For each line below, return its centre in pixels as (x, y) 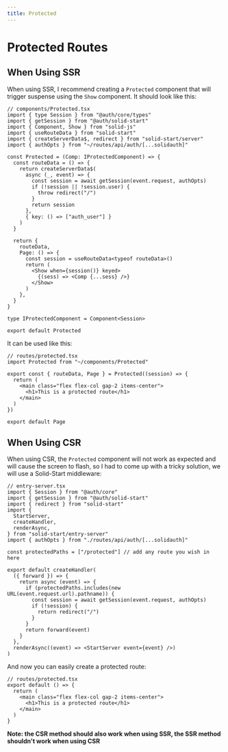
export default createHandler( (52, 570)
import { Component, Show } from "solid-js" (72, 127)
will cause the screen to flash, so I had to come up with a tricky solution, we (114, 466)
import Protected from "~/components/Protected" (78, 362)
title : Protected (32, 13)
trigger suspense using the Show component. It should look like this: (102, 96)
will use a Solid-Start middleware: (54, 474)
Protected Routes (58, 47)
